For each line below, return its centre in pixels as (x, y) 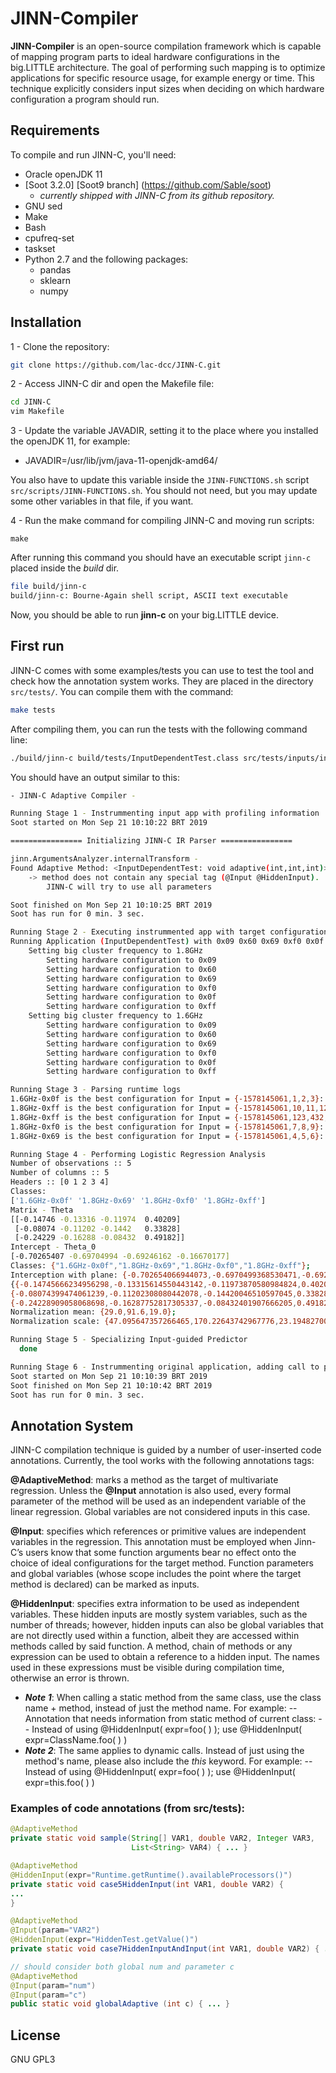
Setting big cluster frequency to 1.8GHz (115, 951)
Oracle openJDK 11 (63, 174)
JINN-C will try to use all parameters (129, 887)
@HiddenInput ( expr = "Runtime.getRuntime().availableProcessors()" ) (151, 1875)
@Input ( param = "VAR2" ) (55, 1930)
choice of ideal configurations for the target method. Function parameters (162, 1563)
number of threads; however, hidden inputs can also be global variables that (167, 1625)
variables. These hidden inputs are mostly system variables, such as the (159, 1614)
